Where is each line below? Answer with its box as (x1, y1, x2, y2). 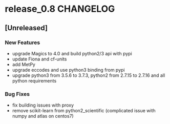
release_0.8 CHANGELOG (5, 3, 115, 15)
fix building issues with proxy (12, 102, 74, 108)
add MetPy (12, 61, 35, 67)
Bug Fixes (5, 90, 30, 97)
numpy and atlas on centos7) (12, 113, 74, 119)
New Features (5, 39, 40, 46)
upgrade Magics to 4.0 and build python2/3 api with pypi (12, 50, 133, 56)
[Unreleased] (5, 24, 48, 32)
